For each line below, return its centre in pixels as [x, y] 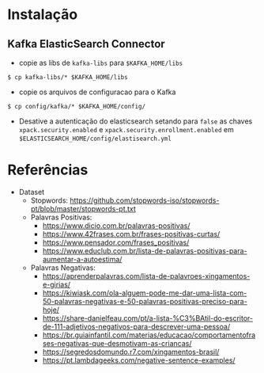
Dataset [32, 192]
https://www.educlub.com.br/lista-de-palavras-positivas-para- [145, 250]
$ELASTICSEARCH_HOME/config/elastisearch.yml [95, 139]
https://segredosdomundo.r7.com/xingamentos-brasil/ [131, 352]
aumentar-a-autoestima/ [82, 259]
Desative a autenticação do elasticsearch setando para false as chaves [136, 121]
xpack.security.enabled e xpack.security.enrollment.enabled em [126, 129]
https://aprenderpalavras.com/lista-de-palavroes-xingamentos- [146, 276]
